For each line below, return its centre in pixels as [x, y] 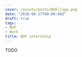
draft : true [17, 18]
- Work [12, 32]
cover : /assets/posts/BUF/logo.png [41, 9]
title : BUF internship [28, 37]
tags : [10, 23]
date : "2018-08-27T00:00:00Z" [36, 14]
